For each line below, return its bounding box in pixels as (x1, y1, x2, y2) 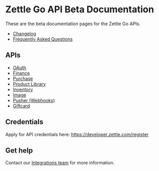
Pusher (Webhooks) (12, 97, 55, 103)
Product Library (12, 81, 46, 87)
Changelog (12, 30, 36, 36)
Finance (12, 70, 30, 76)
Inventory (12, 86, 33, 92)
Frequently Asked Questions (12, 36, 73, 42)
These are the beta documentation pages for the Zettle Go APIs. (5, 21, 141, 27)
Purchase (12, 75, 33, 82)
